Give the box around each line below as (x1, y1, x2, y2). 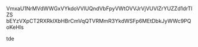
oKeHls (6, 23, 24, 31)
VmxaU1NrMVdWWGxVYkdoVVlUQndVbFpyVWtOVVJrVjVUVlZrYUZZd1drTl (6, 5, 193, 12)
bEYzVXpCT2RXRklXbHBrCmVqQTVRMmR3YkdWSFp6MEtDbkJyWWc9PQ (6, 18, 192, 24)
